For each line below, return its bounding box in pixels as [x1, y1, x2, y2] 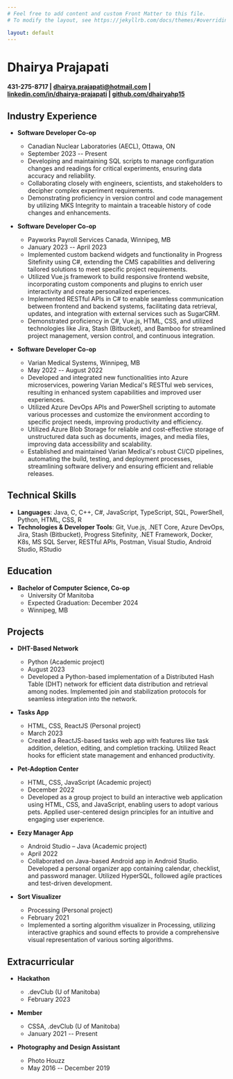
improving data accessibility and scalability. [27, 440, 153, 448]
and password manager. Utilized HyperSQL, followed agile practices [27, 872, 223, 880]
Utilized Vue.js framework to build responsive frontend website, [27, 272, 209, 280]
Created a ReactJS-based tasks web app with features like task [27, 737, 209, 745]
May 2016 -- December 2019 [27, 1064, 110, 1072]
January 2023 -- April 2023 [27, 243, 107, 251]
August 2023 [27, 665, 65, 673]
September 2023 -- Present [27, 149, 107, 157]
